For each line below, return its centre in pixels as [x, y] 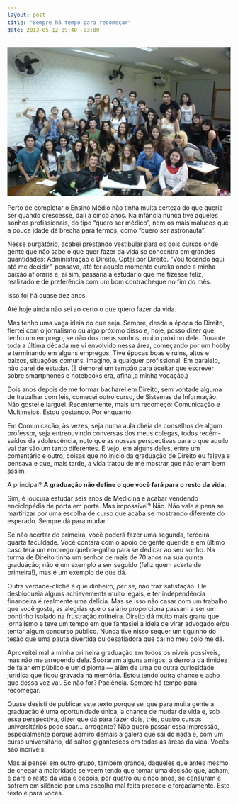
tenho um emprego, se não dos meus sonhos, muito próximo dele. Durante [117, 337]
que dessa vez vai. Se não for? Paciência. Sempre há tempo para [102, 682]
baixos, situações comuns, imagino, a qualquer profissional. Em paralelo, [114, 360]
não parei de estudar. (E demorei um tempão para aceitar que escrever [111, 368]
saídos [17, 440]
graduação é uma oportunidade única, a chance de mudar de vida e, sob [114, 711]
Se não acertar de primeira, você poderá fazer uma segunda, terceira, [109, 535]
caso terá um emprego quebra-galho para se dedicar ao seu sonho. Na [111, 549]
